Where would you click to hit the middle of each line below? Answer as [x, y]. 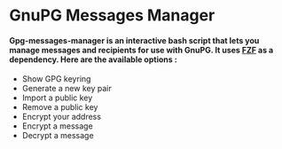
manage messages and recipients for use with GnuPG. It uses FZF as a [141, 50]
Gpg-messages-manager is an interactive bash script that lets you [134, 40]
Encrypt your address [62, 117]
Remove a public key [60, 107]
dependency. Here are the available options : [93, 59]
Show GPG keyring [56, 79]
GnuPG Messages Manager [112, 16]
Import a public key [57, 98]
